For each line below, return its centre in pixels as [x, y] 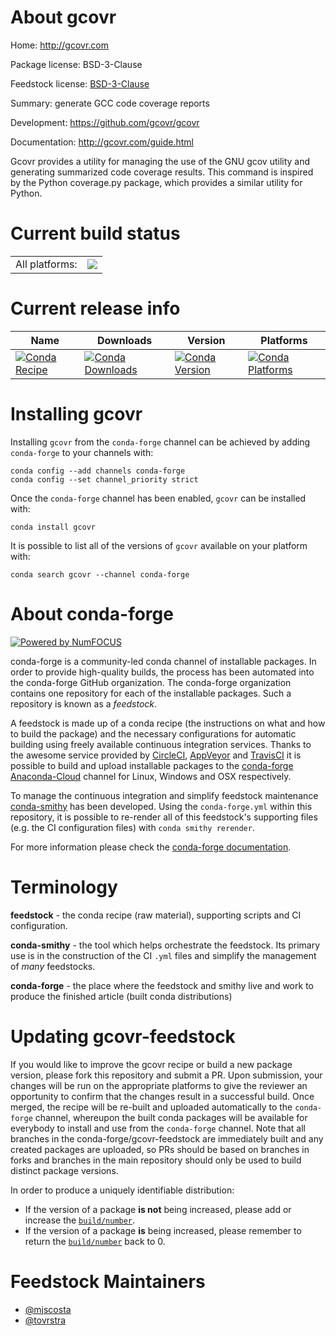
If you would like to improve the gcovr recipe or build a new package [151, 1064]
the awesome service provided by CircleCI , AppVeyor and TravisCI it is [156, 755]
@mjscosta [48, 1309]
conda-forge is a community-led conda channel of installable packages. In [163, 661]
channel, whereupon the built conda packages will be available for [171, 1117]
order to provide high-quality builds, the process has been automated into [162, 672]
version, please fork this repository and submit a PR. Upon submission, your [166, 1075]
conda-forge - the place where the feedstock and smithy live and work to [162, 985]
